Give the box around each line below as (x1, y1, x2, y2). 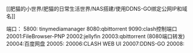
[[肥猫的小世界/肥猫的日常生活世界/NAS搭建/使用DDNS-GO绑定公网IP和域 (6, 5, 188, 12)
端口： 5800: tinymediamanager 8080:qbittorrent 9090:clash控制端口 (6, 26, 177, 32)
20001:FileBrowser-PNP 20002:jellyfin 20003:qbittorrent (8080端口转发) (6, 33, 185, 40)
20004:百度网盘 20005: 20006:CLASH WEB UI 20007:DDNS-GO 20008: (6, 40, 185, 47)
